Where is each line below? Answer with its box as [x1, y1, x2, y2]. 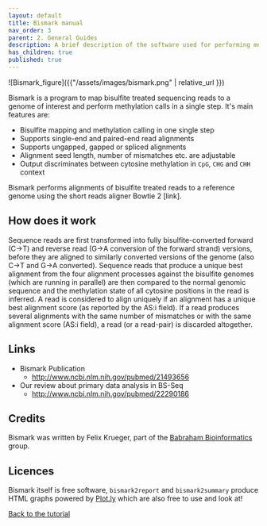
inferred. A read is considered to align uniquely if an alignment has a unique [8, 294, 256, 304]
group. [8, 441, 30, 451]
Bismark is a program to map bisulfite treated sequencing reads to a [8, 93, 230, 102]
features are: [8, 109, 50, 119]
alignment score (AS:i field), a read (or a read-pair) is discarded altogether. [8, 319, 253, 329]
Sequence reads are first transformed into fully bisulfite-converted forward [8, 235, 253, 244]
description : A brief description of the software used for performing [8, 41, 250, 49]
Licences [8, 464, 55, 478]
